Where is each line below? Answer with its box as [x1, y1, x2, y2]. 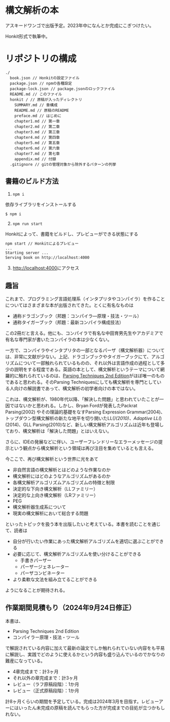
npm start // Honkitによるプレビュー [5, 241, 79, 246]
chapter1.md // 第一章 [14, 118, 60, 124]
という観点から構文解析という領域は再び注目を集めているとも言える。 [9, 445, 156, 451]
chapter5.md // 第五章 [14, 140, 60, 145]
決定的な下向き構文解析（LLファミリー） [12, 486, 98, 492]
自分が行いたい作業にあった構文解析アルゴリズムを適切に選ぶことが [12, 538, 155, 544]
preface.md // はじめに [14, 113, 62, 118]
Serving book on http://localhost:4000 [5, 255, 90, 260]
